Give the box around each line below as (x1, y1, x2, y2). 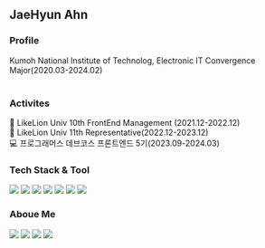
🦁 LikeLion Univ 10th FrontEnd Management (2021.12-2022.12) (9, 117, 241, 128)
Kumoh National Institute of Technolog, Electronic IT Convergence (9, 54, 256, 66)
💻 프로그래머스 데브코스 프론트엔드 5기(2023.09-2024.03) (9, 138, 220, 148)
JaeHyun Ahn (9, 7, 89, 23)
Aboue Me (9, 208, 56, 221)
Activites (9, 97, 50, 110)
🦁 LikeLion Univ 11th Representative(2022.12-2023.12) (9, 127, 209, 138)
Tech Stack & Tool (9, 163, 90, 176)
